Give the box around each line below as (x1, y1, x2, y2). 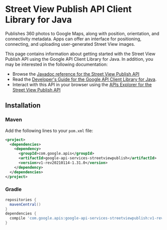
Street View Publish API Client (5, 3, 132, 15)
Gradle (5, 186, 22, 193)
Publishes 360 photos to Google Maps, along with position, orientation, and (5, 30, 160, 36)
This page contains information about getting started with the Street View (5, 51, 156, 57)
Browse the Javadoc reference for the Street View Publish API (12, 71, 140, 77)
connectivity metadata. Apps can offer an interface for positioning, (5, 36, 142, 42)
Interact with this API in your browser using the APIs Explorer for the (12, 81, 152, 88)
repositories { (5, 197, 37, 202)
